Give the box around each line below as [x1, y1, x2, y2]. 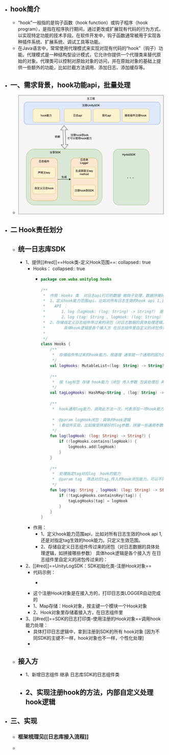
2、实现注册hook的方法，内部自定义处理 [25, 688, 154, 697]
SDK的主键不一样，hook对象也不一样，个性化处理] [37, 635, 144, 641]
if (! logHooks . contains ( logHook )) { [59, 439, 137, 444]
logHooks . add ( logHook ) [68, 444, 116, 450]
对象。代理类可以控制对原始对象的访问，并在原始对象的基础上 [27, 58, 157, 64]
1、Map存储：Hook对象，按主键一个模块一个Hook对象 [33, 603, 147, 609]
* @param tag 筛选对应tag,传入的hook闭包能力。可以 [52, 477, 158, 482]
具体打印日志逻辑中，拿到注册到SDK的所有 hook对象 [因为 [33, 628, 156, 635]
